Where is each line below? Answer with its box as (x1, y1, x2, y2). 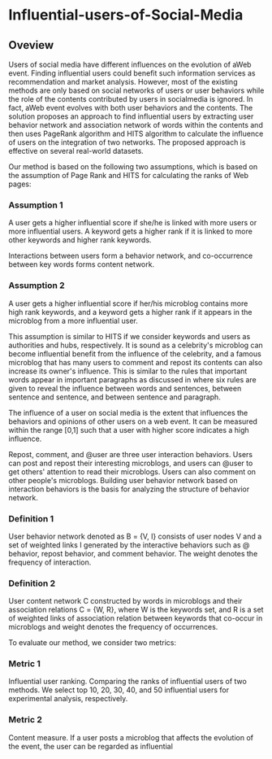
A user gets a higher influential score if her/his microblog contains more (8, 299, 248, 308)
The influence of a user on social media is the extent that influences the (8, 408, 248, 417)
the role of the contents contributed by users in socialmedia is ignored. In (8, 94, 253, 103)
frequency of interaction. (8, 557, 92, 567)
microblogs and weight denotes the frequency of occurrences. (8, 622, 218, 632)
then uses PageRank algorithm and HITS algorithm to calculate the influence (8, 129, 264, 138)
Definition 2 (8, 578, 56, 589)
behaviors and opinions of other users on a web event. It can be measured (8, 417, 258, 426)
